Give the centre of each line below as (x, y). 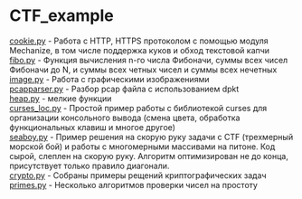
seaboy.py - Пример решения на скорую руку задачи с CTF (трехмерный (151, 137)
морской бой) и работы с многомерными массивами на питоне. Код (142, 147)
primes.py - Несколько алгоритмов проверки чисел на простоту (133, 185)
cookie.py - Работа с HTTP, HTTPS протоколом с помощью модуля (139, 41)
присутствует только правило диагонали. (90, 166)
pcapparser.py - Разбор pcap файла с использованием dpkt (124, 89)
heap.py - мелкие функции (61, 98)
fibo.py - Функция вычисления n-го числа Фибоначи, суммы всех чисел (149, 60)
